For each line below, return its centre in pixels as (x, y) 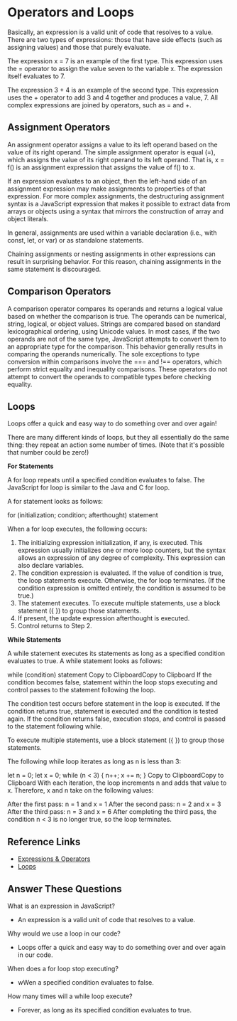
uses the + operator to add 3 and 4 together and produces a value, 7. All (113, 97)
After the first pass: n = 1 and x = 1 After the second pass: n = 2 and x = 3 (114, 804)
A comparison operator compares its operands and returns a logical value (115, 308)
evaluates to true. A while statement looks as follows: (85, 661)
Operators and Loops (71, 12)
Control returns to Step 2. (55, 626)
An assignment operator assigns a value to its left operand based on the (112, 144)
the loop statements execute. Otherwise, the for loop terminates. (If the (121, 581)
